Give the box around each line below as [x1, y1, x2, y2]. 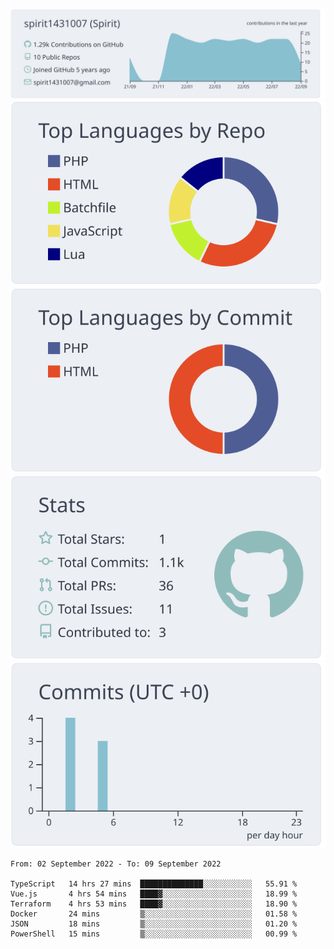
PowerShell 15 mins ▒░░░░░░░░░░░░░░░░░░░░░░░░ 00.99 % [10, 929, 298, 939]
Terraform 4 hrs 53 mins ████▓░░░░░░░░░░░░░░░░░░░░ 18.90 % [10, 899, 298, 909]
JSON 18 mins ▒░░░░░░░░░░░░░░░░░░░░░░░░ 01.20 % [10, 919, 298, 929]
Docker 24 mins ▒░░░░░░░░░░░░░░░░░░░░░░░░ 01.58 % [10, 909, 298, 919]
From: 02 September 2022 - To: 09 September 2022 [10, 859, 222, 869]
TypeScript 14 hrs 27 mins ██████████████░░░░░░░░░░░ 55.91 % [10, 879, 298, 889]
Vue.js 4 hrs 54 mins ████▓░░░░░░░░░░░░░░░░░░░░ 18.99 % [10, 889, 298, 899]
